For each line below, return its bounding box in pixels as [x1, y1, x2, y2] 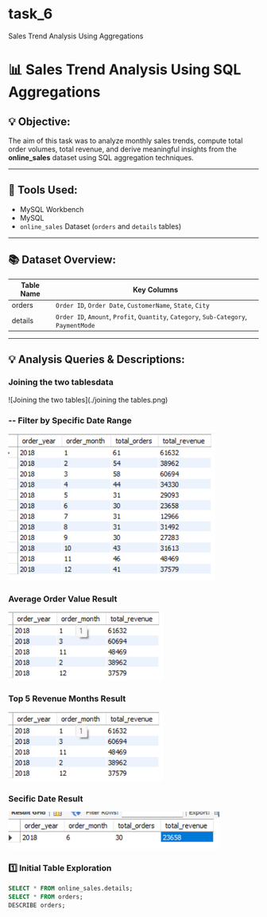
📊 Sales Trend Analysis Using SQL [8, 61, 242, 79]
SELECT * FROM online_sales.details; [8, 884, 133, 893]
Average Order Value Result [8, 593, 118, 604]
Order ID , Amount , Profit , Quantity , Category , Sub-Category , [55, 312, 248, 321]
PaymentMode [55, 321, 95, 329]
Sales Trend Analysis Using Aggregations [8, 31, 144, 41]
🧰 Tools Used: [8, 183, 78, 197]
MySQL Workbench [19, 204, 84, 214]
